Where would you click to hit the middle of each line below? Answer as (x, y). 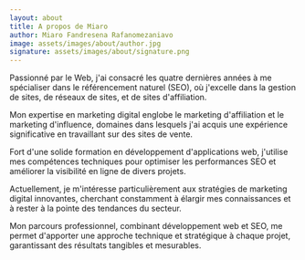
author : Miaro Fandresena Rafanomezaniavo (91, 35)
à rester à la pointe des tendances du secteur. (96, 208)
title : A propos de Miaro (58, 26)
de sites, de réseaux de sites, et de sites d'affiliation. (108, 98)
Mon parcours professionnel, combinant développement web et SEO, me (146, 226)
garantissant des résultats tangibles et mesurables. (105, 245)
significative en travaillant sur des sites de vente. (101, 134)
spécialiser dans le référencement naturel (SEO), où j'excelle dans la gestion (153, 88)
